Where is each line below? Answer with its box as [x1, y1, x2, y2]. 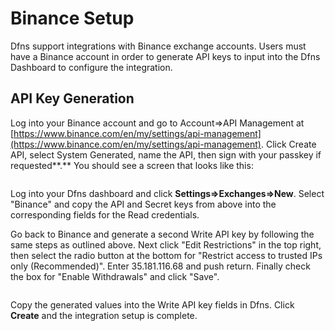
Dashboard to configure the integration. [10, 61, 173, 73]
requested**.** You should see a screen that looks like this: [10, 159, 254, 171]
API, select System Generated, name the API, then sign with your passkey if [10, 148, 322, 161]
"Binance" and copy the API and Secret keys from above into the [10, 198, 277, 210]
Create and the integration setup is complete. [10, 309, 198, 321]
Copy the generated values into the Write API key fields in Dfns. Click [10, 298, 295, 311]
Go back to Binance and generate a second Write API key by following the [10, 228, 315, 240]
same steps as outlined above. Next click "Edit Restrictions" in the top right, [10, 238, 322, 251]
